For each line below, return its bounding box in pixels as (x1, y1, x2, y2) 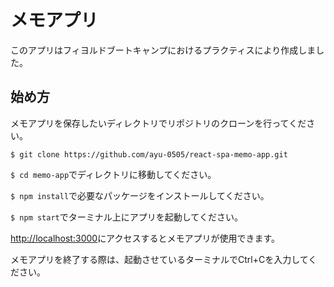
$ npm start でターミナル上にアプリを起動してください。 (10, 211, 243, 223)
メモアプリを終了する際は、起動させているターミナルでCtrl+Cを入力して (10, 253, 309, 265)
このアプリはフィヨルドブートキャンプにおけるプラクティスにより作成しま (10, 44, 317, 56)
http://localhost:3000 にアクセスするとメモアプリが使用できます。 (10, 232, 281, 244)
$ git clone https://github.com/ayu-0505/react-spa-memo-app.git (10, 149, 288, 160)
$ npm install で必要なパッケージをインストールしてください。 (10, 189, 270, 201)
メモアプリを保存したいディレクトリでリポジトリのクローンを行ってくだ (10, 117, 307, 129)
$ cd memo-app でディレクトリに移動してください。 (10, 168, 217, 180)
